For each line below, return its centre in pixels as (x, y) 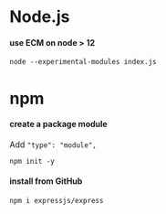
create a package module (58, 124)
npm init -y (32, 161)
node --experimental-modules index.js (83, 62)
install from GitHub (46, 181)
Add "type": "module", (53, 144)
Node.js (40, 17)
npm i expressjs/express (57, 200)
